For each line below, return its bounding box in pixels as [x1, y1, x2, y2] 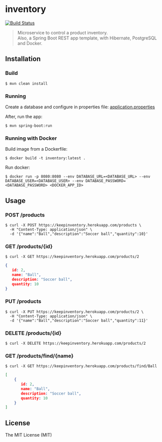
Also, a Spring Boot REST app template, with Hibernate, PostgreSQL [17, 35, 157, 41]
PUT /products [5, 298, 41, 305]
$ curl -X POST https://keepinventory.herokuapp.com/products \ [5, 222, 142, 227]
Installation [5, 55, 41, 63]
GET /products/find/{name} [5, 352, 74, 359]
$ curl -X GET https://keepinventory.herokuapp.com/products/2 [5, 254, 140, 259]
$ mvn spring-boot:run [5, 123, 52, 128]
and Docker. [17, 40, 42, 46]
